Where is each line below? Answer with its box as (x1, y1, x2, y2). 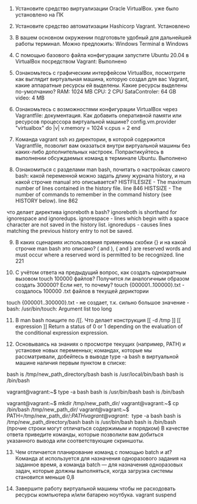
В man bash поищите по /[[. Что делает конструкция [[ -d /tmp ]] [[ (15, 317, 181, 323)
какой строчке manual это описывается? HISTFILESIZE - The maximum (15, 179, 192, 185)
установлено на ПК (15, 11, 64, 18)
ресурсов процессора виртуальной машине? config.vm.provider (15, 118, 176, 125)
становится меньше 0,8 (15, 473, 75, 480)
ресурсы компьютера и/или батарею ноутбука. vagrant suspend (15, 491, 176, 498)
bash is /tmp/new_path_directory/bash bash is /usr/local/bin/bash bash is (6, 371, 184, 378)
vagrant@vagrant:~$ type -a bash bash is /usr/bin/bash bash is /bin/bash (6, 388, 185, 395)
